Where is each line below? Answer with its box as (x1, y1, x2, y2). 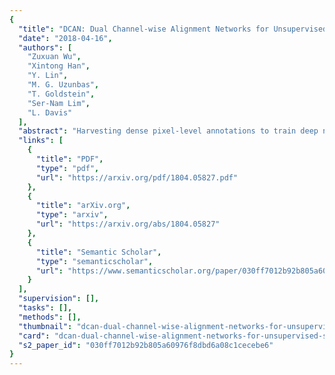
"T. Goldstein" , (27, 89, 96, 99)
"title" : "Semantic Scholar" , (35, 247, 162, 257)
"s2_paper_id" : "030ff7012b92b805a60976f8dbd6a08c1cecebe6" (18, 340, 274, 350)
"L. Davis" (27, 107, 73, 118)
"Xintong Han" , (27, 61, 91, 71)
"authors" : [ (18, 42, 73, 53)
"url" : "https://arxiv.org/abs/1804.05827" (35, 219, 221, 230)
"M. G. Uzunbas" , (27, 80, 100, 90)
